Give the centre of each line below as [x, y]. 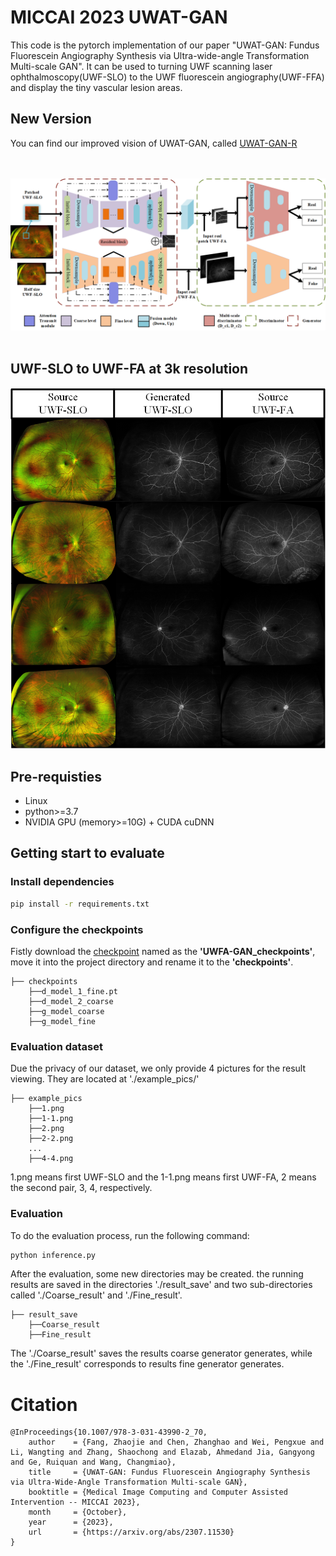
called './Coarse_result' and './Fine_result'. [96, 1295]
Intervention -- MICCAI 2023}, [75, 1502]
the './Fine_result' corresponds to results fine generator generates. [147, 1364]
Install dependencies [62, 882]
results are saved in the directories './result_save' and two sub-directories [161, 1285]
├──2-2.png [51, 1139]
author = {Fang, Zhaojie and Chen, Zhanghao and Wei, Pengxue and [176, 1442]
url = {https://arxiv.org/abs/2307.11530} [131, 1532]
